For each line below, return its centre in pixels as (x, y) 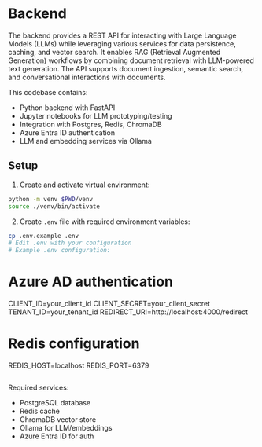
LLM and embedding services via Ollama (85, 141)
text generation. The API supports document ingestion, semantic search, (126, 68)
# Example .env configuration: (59, 251)
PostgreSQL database (55, 403)
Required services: (39, 387)
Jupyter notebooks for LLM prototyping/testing (96, 115)
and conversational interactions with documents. (87, 77)
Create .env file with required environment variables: (105, 222)
